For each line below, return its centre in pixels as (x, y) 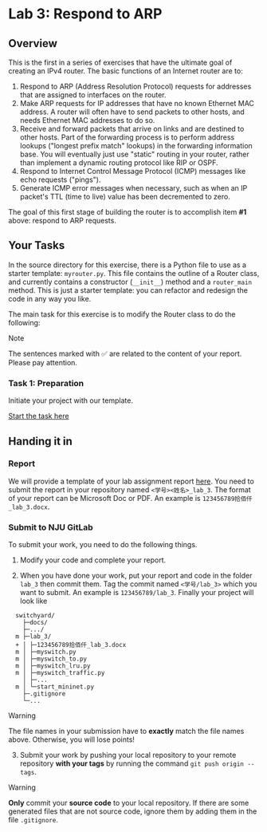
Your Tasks (37, 245)
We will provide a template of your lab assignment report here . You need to (132, 481)
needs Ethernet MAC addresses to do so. (87, 120)
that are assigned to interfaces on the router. (93, 95)
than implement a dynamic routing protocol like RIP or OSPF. (119, 163)
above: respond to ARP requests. (63, 221)
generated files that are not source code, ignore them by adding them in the (133, 811)
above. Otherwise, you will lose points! (72, 739)
